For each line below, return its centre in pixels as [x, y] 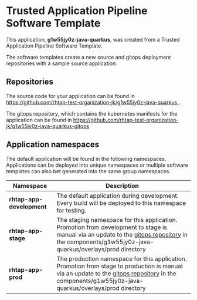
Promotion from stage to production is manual [120, 266]
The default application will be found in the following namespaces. [86, 159]
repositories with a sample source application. [62, 63]
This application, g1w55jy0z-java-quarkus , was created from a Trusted [93, 39]
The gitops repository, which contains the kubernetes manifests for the [92, 113]
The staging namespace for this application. [117, 220]
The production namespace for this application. [122, 258]
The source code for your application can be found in [70, 96]
